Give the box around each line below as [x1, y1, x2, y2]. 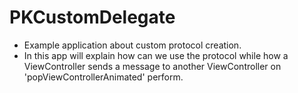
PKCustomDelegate [9, 6, 176, 29]
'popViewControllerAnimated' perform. [23, 71, 184, 83]
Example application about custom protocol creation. [23, 39, 242, 51]
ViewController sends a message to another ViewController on [23, 60, 282, 72]
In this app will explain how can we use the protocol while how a [23, 49, 289, 61]
